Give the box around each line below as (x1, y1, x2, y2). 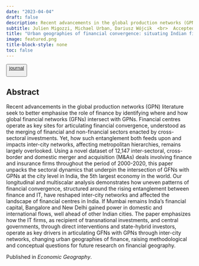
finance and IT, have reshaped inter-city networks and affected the (6, 191, 170, 198)
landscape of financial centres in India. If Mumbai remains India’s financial (6, 197, 187, 205)
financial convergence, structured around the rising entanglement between (6, 185, 190, 192)
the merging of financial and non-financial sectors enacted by (6, 128, 157, 135)
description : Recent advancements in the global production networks (6, 20, 182, 26)
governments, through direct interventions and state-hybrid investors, (6, 223, 176, 230)
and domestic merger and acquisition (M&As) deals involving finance (23, 153, 192, 160)
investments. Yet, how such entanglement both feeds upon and (27, 134, 182, 141)
